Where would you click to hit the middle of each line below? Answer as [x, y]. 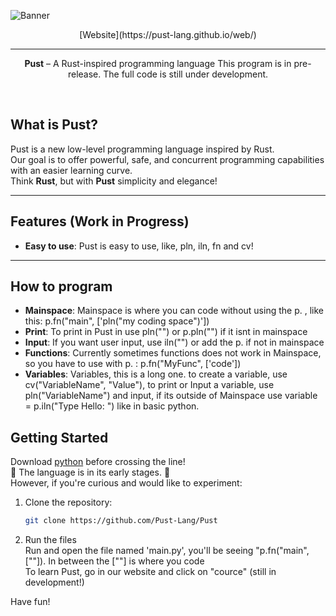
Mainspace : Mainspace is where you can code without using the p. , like [174, 311]
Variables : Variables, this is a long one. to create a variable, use [156, 374]
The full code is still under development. [186, 74]
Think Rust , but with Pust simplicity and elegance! [114, 181]
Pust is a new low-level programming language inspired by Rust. [142, 149]
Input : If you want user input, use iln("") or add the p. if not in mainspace [174, 342]
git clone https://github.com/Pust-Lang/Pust [121, 521]
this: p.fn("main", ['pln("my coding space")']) [117, 321]
